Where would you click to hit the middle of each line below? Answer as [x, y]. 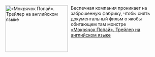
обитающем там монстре [99, 24]
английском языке [91, 35]
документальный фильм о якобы [106, 19]
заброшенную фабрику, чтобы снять [111, 13]
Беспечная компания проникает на [109, 8]
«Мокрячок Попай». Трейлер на [106, 30]
